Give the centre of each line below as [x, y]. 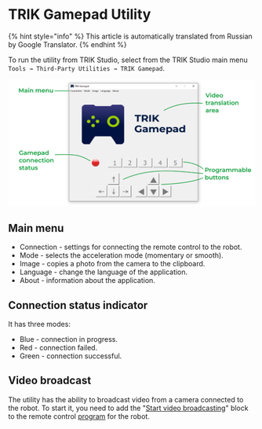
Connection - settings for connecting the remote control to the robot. [131, 247]
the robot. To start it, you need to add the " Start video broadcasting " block [128, 408]
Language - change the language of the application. [104, 272]
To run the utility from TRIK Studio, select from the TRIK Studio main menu [128, 60]
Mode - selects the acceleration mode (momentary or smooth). [121, 255]
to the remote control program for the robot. [79, 416]
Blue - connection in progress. [68, 339]
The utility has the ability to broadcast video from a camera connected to [126, 399]
